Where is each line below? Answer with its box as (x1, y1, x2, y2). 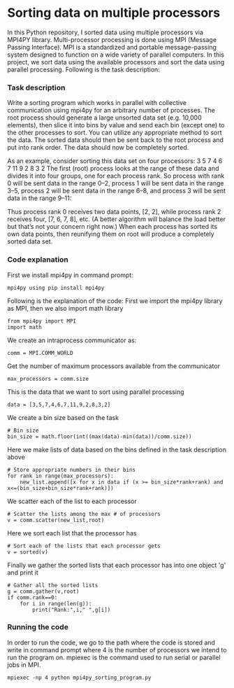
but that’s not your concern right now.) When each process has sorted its (7, 223, 218, 231)
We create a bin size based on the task (7, 413, 119, 421)
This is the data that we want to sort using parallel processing (7, 387, 184, 396)
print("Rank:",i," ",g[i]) (32, 606, 111, 613)
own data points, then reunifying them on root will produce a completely (7, 230, 214, 239)
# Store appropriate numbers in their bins (7, 466, 136, 473)
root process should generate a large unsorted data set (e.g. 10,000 (7, 113, 203, 122)
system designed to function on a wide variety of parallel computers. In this (7, 50, 225, 59)
